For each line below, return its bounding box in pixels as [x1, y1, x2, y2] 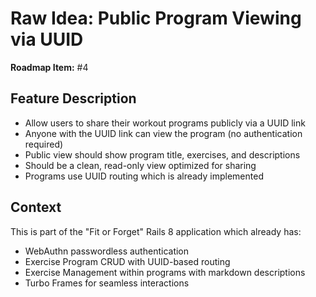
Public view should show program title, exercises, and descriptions [24, 148, 301, 161]
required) [24, 138, 64, 150]
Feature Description [10, 90, 137, 107]
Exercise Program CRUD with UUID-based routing [24, 255, 231, 267]
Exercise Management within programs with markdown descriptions [24, 266, 306, 278]
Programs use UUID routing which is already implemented [24, 170, 264, 182]
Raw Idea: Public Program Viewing [10, 7, 302, 30]
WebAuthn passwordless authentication [24, 245, 190, 257]
